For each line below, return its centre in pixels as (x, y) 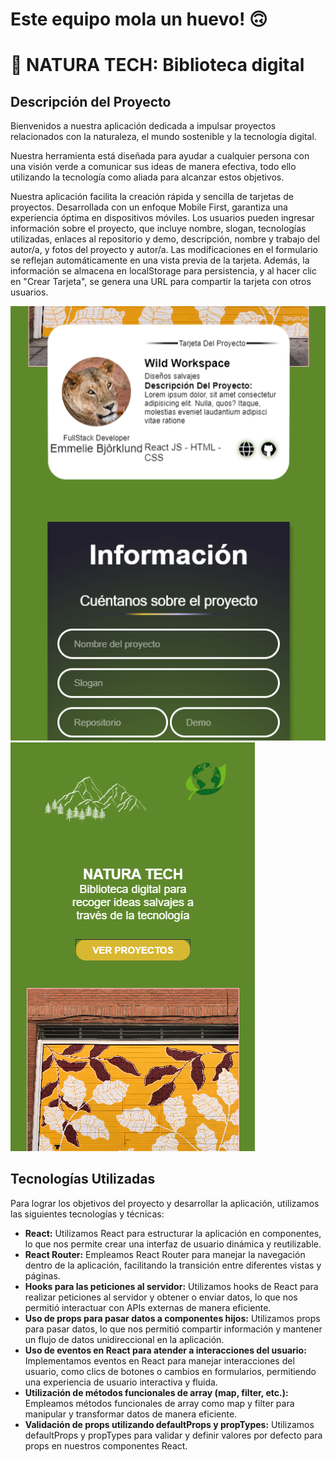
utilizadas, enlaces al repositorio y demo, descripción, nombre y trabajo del (165, 239)
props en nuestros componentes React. (106, 1445)
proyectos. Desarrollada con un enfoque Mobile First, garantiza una (149, 207)
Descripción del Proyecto (91, 101)
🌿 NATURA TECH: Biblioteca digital (157, 65)
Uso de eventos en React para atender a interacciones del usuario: (165, 1350)
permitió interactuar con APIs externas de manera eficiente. (148, 1307)
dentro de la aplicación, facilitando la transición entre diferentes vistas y (173, 1265)
